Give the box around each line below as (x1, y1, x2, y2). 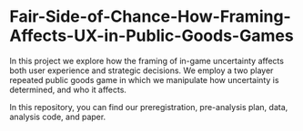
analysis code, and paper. (9, 111, 106, 122)
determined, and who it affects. (9, 84, 127, 95)
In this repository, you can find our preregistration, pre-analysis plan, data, (9, 101, 288, 112)
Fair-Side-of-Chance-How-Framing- (9, 6, 291, 27)
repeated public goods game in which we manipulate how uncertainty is (9, 74, 279, 85)
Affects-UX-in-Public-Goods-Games (9, 25, 294, 46)
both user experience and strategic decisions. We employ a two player (9, 65, 274, 76)
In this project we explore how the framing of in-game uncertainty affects (9, 55, 285, 66)
